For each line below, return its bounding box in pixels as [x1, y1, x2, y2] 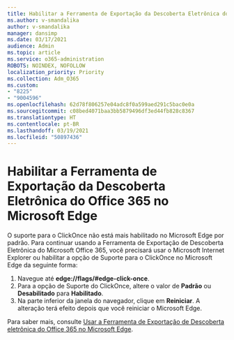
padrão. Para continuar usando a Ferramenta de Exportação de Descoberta [7, 239, 224, 247]
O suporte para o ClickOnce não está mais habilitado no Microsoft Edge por [7, 231, 224, 239]
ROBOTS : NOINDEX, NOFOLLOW [7, 62, 86, 69]
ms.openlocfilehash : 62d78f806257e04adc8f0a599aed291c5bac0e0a [7, 101, 195, 108]
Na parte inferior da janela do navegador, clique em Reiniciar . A [17, 297, 201, 305]
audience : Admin [7, 43, 54, 50]
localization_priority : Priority [7, 68, 104, 75]
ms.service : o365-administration [7, 56, 104, 63]
